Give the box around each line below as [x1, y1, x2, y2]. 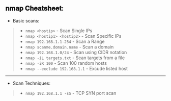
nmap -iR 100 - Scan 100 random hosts [25, 60, 107, 66]
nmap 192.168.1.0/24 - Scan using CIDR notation [25, 49, 127, 55]
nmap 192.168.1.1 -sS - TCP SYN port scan [25, 90, 117, 96]
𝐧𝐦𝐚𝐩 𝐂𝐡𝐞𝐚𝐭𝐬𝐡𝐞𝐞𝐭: [5, 4, 64, 13]
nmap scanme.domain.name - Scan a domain [25, 43, 114, 50]
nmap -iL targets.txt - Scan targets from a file [25, 55, 125, 61]
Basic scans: [12, 17, 40, 23]
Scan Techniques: [12, 80, 51, 86]
